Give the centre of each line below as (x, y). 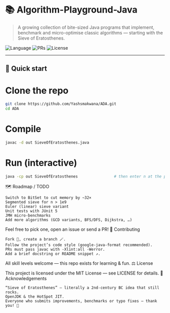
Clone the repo (37, 91)
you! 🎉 (12, 305)
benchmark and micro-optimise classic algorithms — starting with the (90, 32)
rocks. (12, 292)
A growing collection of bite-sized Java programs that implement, (86, 27)
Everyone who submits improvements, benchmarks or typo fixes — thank (81, 301)
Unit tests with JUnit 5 (31, 211)
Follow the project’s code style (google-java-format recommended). (79, 245)
